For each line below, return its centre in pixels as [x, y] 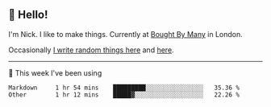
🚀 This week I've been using [55, 72]
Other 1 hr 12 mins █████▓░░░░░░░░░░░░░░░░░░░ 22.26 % [124, 95]
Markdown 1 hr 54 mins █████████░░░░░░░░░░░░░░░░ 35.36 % [124, 88]
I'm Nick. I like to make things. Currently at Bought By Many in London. [126, 34]
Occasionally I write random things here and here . [92, 50]
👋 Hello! [28, 15]
